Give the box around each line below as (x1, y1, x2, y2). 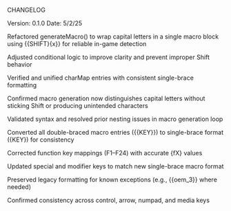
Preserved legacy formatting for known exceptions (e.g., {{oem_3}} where (7, 175, 217, 184)
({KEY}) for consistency (7, 135, 74, 144)
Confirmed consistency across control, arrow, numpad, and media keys (7, 196, 210, 204)
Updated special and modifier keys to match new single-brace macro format (7, 162, 224, 170)
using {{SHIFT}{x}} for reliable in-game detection (7, 40, 147, 47)
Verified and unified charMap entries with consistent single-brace (7, 74, 194, 82)
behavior (7, 60, 32, 68)
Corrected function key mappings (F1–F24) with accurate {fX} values (7, 149, 203, 157)
